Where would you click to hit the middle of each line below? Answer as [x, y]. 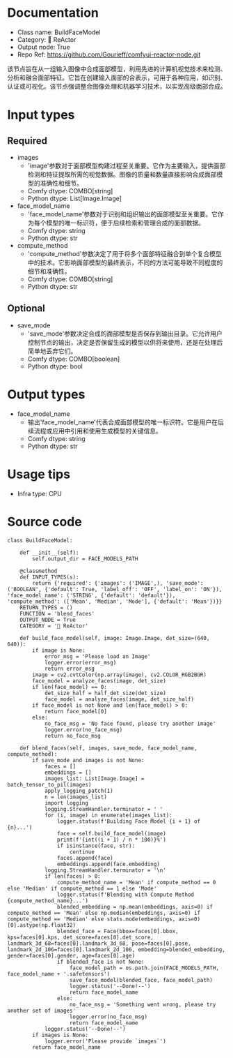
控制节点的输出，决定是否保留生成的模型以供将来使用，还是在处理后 [125, 342]
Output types [46, 394]
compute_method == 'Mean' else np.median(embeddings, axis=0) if [104, 913]
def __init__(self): [49, 553]
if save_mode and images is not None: [88, 760]
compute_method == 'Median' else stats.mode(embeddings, [91, 919]
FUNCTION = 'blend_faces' [57, 613]
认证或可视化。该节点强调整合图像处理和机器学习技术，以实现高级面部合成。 [117, 86]
